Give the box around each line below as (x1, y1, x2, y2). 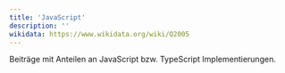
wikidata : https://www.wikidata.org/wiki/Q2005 (9, 29, 190, 38)
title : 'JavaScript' (9, 12, 87, 22)
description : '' (9, 21, 70, 30)
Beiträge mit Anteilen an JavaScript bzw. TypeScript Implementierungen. (9, 54, 277, 65)
